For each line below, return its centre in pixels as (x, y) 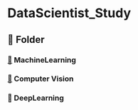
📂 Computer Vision (41, 79)
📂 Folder (26, 40)
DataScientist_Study (69, 13)
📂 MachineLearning (42, 60)
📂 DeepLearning (36, 98)
